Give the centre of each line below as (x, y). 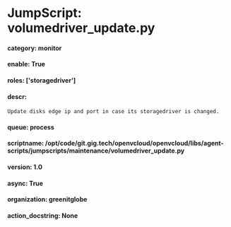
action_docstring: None (43, 215)
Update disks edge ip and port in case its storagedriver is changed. (113, 112)
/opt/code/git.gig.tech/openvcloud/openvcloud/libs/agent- (134, 144)
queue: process (31, 127)
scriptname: (26, 144)
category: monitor (35, 48)
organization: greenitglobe (47, 199)
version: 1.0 (25, 167)
